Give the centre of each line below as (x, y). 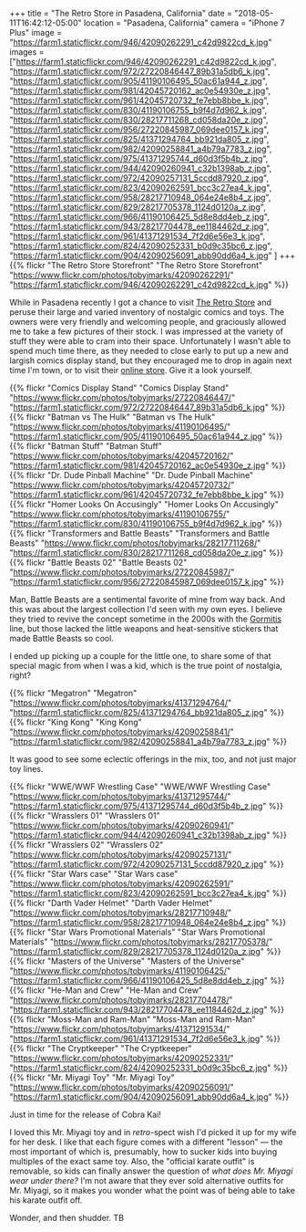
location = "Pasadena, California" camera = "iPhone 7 (184, 23)
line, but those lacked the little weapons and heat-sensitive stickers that (144, 628)
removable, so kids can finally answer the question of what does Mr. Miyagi (151, 1171)
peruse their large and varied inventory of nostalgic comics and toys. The (147, 312)
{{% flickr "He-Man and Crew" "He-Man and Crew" (106, 990)
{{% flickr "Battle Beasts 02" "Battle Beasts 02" (98, 562)
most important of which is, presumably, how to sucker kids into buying (143, 1152)
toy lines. (26, 769)
